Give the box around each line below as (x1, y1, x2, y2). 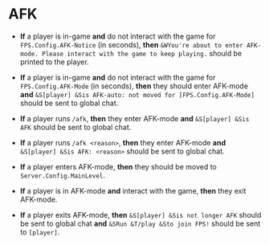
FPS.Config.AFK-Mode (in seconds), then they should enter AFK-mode (19, 81, 249, 91)
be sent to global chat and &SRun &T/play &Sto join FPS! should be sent (19, 218, 261, 228)
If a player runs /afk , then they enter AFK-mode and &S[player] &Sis (19, 113, 250, 123)
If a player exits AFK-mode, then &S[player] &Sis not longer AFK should (19, 210, 262, 219)
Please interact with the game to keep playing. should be (41, 48, 243, 58)
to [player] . (19, 227, 60, 237)
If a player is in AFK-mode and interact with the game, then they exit (19, 186, 247, 195)
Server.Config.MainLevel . (19, 170, 106, 180)
